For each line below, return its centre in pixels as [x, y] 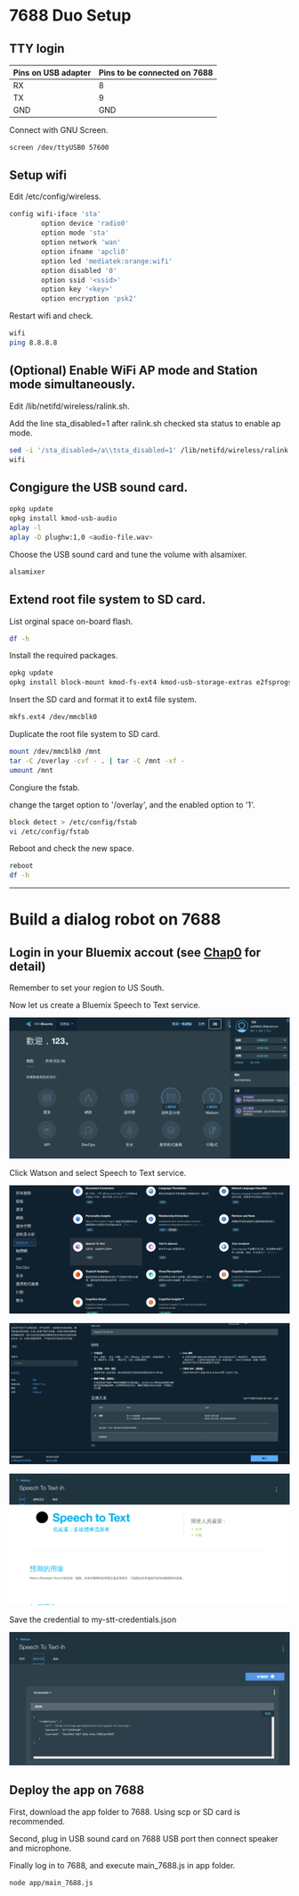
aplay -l [25, 528]
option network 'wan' [81, 243]
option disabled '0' [79, 270]
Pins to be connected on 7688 [156, 72]
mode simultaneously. [73, 385]
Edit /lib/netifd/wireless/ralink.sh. [70, 406]
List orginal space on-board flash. [71, 621]
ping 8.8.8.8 [33, 343]
